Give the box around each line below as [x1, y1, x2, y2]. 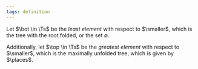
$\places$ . [6, 56, 33, 63]
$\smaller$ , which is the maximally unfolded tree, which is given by [6, 49, 174, 57]
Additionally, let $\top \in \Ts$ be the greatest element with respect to [6, 43, 180, 50]
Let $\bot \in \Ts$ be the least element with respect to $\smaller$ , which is [6, 25, 193, 32]
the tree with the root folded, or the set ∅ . [6, 31, 110, 39]
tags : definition [6, 8, 50, 15]
